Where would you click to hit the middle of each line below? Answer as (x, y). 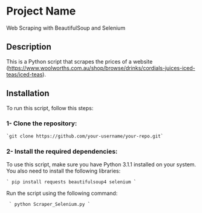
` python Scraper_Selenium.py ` (50, 205)
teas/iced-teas (24, 74)
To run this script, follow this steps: (50, 108)
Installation (28, 93)
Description (29, 47)
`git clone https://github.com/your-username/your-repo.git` (85, 136)
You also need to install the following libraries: (64, 171)
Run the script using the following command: (62, 193)
